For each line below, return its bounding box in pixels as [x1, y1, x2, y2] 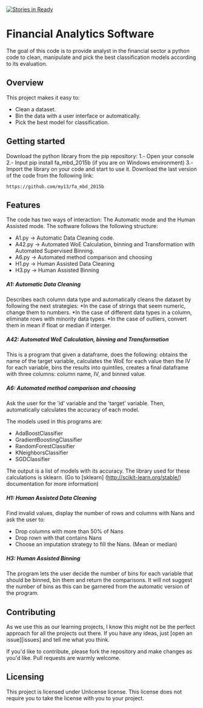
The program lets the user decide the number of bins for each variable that [6, 570, 193, 577]
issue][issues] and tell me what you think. [6, 636, 110, 644]
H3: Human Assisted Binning [6, 554, 81, 562]
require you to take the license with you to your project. [6, 694, 144, 702]
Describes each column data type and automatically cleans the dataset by [6, 296, 191, 304]
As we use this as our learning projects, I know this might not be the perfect [6, 623, 195, 631]
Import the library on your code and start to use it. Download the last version [6, 165, 197, 173]
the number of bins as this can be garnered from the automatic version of [6, 583, 190, 590]
